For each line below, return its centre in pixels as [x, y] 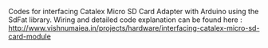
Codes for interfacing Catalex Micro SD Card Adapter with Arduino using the [134, 11]
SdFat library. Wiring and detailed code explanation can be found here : [125, 20]
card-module [30, 36]
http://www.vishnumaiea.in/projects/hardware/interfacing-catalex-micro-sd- [134, 28]
